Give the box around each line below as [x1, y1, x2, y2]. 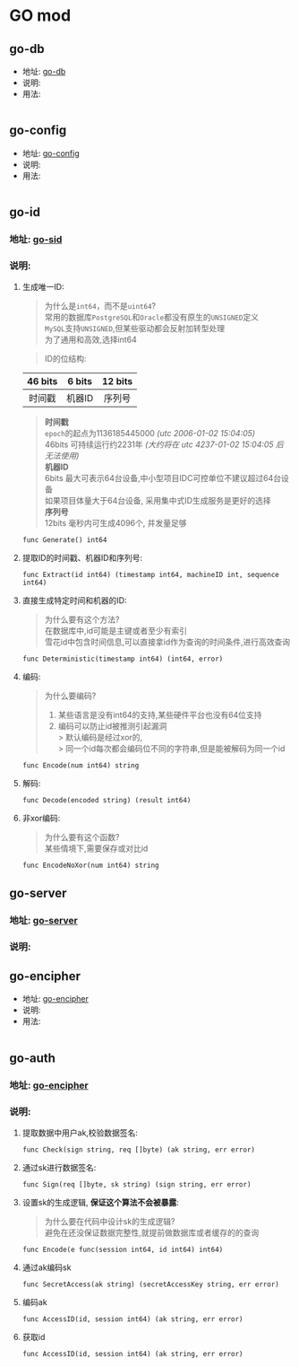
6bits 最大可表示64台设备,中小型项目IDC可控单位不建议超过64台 [44, 473, 282, 484]
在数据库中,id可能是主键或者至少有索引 [44, 626, 188, 636]
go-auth [9, 1050, 56, 1065]
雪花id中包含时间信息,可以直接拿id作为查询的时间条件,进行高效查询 [44, 636, 291, 647]
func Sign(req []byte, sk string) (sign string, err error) [21, 1180, 252, 1189]
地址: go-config [21, 147, 81, 158]
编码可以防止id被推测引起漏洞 [57, 721, 167, 732]
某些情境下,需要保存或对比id [44, 843, 149, 854]
